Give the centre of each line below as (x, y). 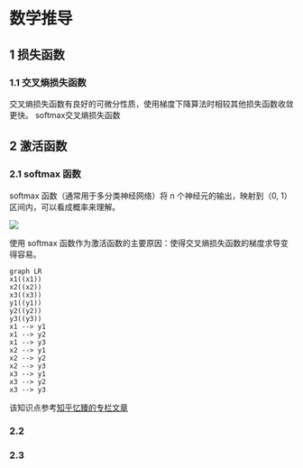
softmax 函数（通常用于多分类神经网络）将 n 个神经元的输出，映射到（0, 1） (151, 196)
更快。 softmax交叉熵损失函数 (65, 115)
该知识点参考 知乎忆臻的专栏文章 (69, 408)
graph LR (26, 271)
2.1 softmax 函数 (45, 174)
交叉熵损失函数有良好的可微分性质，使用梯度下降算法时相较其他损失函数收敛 (151, 104)
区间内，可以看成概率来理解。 (64, 206)
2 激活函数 (38, 147)
